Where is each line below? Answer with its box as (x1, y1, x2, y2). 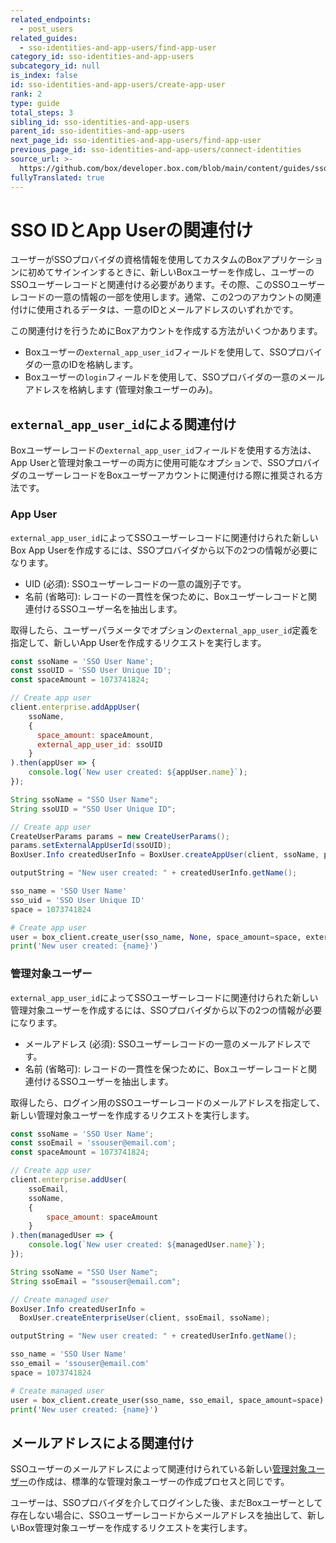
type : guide (10, 98, 60, 108)
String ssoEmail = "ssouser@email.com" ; (10, 1276, 182, 1286)
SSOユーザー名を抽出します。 (59, 602, 183, 615)
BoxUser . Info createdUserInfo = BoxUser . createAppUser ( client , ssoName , (10, 850, 320, 860)
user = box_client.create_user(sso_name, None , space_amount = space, (10, 932, 302, 942)
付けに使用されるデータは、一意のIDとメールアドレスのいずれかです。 (10, 304, 299, 316)
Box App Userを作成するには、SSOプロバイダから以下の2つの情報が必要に (10, 544, 318, 556)
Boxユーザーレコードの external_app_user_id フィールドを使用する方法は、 (10, 444, 317, 456)
